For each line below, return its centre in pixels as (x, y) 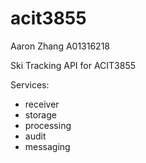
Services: (30, 84)
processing (48, 125)
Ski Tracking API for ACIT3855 (73, 65)
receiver (42, 104)
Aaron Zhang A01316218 (60, 46)
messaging (47, 146)
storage (40, 114)
